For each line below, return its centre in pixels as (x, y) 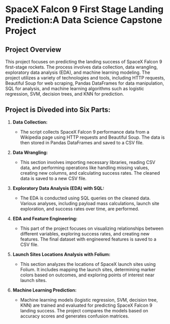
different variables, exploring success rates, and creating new (85, 233)
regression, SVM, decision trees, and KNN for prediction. (65, 94)
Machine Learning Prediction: (45, 290)
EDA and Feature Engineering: (45, 218)
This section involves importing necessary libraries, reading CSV (88, 162)
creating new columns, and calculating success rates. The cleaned (90, 173)
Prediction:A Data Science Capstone (84, 20)
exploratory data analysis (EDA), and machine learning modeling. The (78, 72)
